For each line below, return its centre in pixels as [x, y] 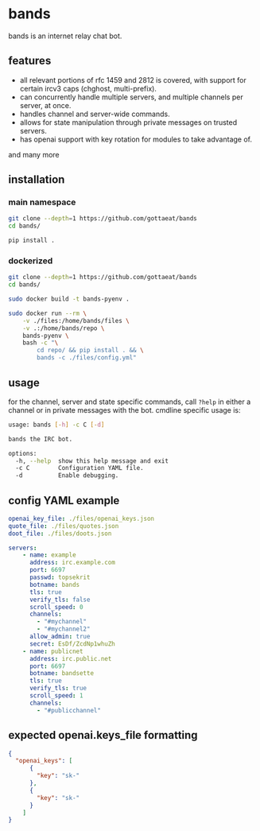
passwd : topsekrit [60, 577]
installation [37, 180]
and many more [34, 154]
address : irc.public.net [70, 658]
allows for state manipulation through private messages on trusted [128, 122]
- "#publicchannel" [69, 710]
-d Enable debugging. [67, 476]
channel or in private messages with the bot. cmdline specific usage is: [124, 410]
